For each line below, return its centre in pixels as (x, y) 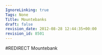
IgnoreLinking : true (27, 10)
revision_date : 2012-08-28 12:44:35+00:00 (51, 29)
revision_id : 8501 (25, 34)
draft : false (19, 24)
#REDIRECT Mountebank (31, 48)
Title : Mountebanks (26, 19)
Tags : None (17, 15)
